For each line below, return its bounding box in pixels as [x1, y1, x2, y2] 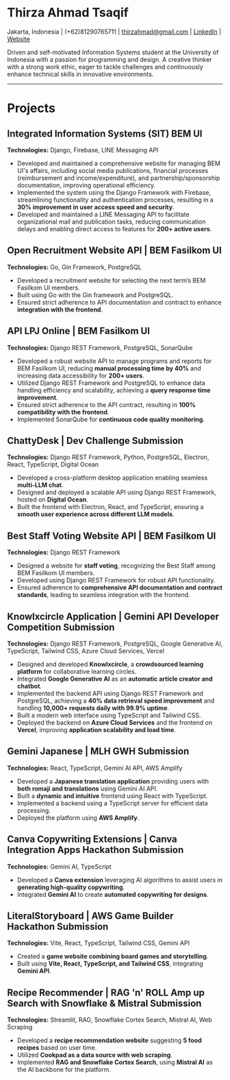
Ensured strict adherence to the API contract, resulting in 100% [16, 400, 196, 409]
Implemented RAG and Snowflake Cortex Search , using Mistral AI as [16, 1058, 214, 1066]
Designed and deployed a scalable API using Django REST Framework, [16, 489, 217, 497]
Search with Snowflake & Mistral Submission [7, 997, 202, 1009]
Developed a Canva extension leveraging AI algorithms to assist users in [16, 876, 222, 884]
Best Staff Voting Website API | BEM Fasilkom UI [7, 530, 216, 541]
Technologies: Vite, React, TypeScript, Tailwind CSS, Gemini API [7, 939, 190, 948]
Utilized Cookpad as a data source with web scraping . [16, 1051, 172, 1059]
